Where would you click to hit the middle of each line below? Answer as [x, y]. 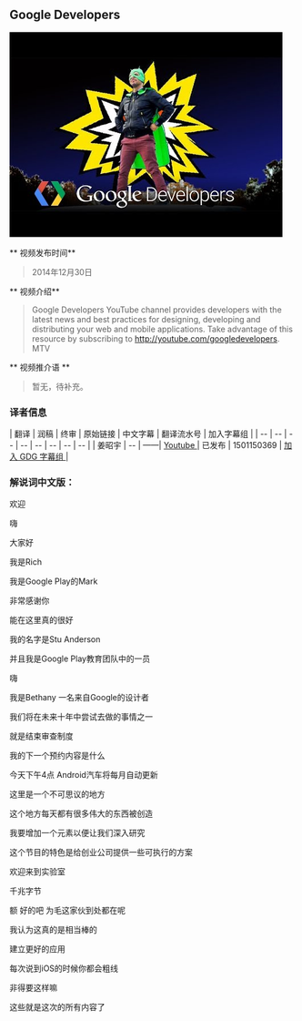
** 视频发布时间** [42, 252]
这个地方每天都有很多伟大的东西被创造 [81, 813]
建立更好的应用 [37, 949]
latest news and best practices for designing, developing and [146, 319]
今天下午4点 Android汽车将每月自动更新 [84, 775]
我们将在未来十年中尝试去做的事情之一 [81, 717]
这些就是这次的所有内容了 [57, 1007]
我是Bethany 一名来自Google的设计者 [80, 698]
